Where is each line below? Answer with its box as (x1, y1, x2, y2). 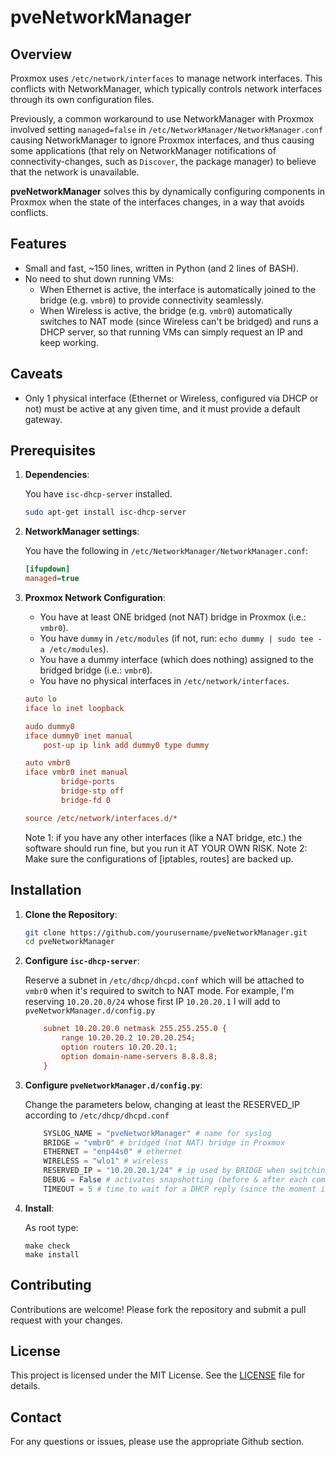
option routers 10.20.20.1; (61, 1042, 178, 1052)
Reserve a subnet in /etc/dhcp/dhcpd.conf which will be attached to (24, 974, 305, 986)
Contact (10, 1409, 62, 1426)
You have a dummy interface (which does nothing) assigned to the (39, 654, 314, 666)
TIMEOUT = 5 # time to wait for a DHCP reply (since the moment (43, 1184, 317, 1194)
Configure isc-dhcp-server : (24, 955, 140, 967)
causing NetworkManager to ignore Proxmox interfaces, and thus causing (10, 134, 315, 146)
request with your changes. (10, 1314, 123, 1326)
